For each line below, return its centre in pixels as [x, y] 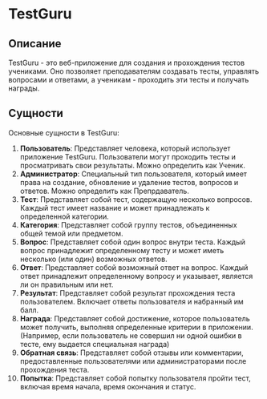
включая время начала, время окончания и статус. [108, 386]
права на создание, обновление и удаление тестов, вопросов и [129, 182]
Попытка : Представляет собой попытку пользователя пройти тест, [135, 378]
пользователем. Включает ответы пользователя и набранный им [131, 301]
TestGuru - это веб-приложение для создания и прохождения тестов [127, 62]
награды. [24, 88]
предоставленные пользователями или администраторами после [133, 361]
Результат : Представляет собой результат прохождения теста [127, 292]
